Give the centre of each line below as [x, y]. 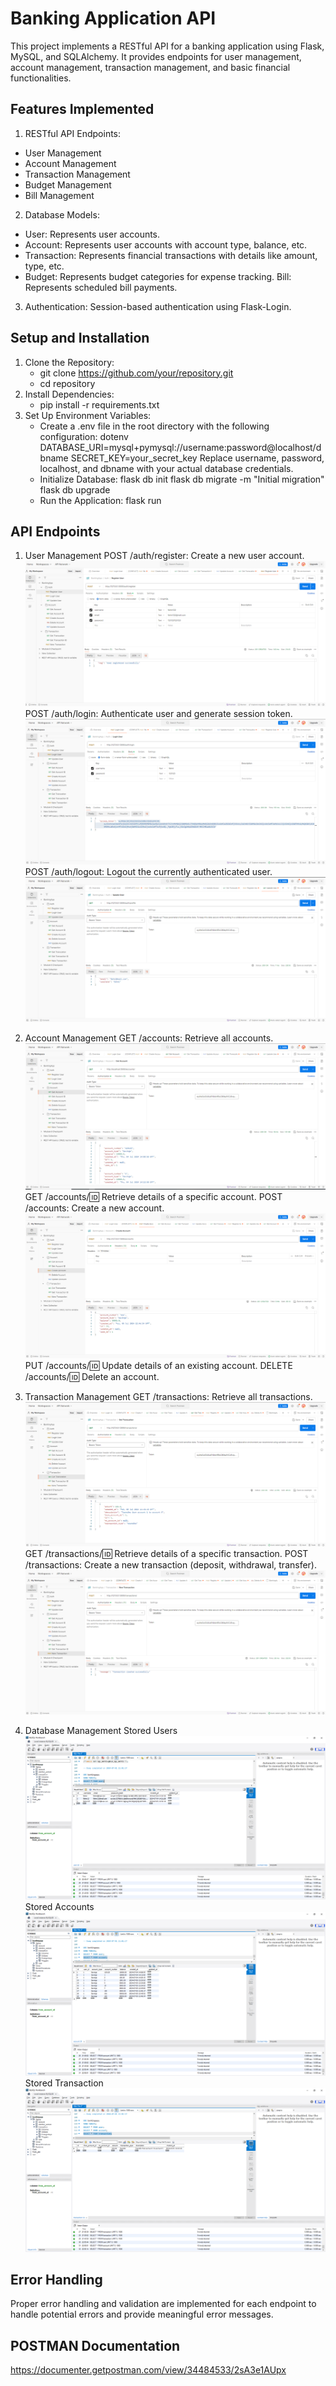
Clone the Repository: [69, 362]
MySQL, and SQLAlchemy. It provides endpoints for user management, [156, 56]
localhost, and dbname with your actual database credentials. [166, 468]
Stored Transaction [64, 2083]
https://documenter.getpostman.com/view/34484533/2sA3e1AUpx [148, 2370]
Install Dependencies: [69, 394]
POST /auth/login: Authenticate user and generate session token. [158, 713]
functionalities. [41, 78]
